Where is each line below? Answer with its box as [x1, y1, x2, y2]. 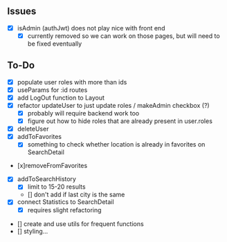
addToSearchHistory [17, 175, 76, 183]
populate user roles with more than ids [17, 77, 127, 86]
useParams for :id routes [17, 86, 88, 94]
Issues [7, 6, 37, 17]
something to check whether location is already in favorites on [27, 140, 206, 149]
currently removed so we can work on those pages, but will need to [27, 31, 220, 40]
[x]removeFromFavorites [17, 162, 88, 170]
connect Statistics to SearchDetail [17, 198, 114, 206]
